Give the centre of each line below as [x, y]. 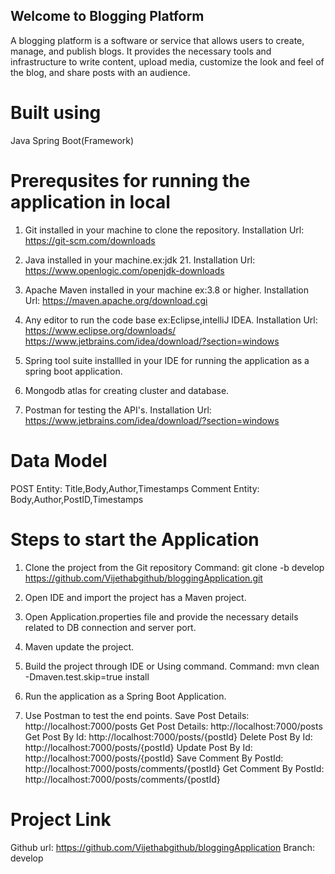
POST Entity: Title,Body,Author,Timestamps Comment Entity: [135, 488]
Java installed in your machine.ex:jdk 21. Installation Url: [140, 260]
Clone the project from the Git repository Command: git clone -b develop [174, 567]
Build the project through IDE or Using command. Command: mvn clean [172, 666]
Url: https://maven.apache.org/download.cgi [116, 300]
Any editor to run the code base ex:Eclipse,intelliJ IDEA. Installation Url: [171, 320]
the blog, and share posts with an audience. [100, 72]
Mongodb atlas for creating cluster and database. [127, 390]
